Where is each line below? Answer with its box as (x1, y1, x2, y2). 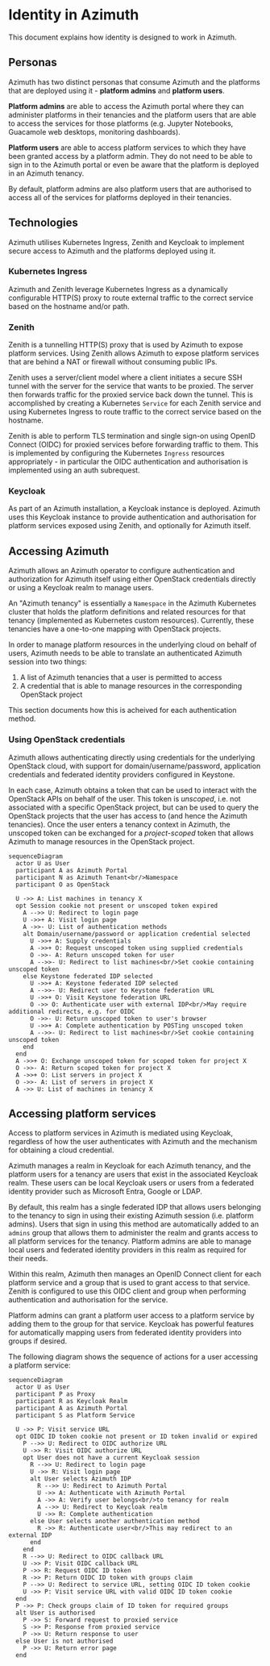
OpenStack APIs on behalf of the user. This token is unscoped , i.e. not (8, 793, 241, 803)
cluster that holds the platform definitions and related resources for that (8, 607, 246, 617)
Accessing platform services (8, 1106, 156, 1120)
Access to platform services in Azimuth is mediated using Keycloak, (8, 1128, 234, 1138)
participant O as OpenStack (15, 881, 110, 889)
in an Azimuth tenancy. (8, 168, 85, 178)
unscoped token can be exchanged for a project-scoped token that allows (8, 828, 254, 838)
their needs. (8, 1254, 48, 1264)
